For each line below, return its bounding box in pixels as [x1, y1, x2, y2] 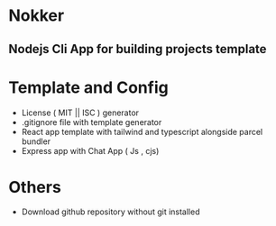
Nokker [8, 5, 65, 26]
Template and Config [8, 77, 169, 97]
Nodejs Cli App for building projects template [8, 41, 267, 57]
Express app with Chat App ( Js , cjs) [21, 145, 160, 156]
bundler [21, 136, 51, 147]
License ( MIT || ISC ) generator [21, 107, 140, 118]
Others [8, 176, 62, 197]
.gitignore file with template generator [21, 116, 162, 127]
